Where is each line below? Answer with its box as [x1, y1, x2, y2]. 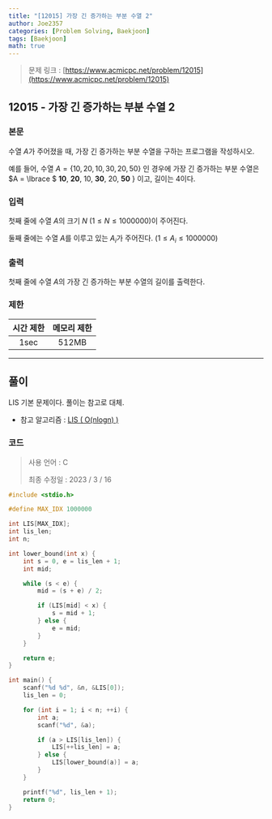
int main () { [8, 676, 53, 684]
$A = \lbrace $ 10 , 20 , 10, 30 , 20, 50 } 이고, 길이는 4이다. [8, 174, 196, 183]
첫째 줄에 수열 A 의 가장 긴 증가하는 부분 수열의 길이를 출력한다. [8, 277, 205, 287]
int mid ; [23, 565, 53, 573]
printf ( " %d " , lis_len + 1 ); [23, 788, 117, 796]
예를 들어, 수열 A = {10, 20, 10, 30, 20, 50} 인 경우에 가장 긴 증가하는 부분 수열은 [8, 163, 260, 173]
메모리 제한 [52, 322, 93, 334]
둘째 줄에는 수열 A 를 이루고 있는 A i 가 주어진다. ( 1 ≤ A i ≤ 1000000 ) [8, 233, 219, 244]
